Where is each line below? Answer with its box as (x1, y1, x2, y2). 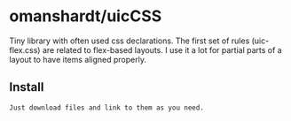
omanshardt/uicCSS (9, 6, 162, 26)
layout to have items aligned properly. (9, 54, 146, 64)
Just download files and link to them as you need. (9, 103, 204, 112)
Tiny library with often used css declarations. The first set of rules (9, 35, 250, 46)
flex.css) (9, 44, 41, 55)
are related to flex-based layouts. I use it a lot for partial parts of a (42, 44, 282, 55)
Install (9, 79, 44, 95)
